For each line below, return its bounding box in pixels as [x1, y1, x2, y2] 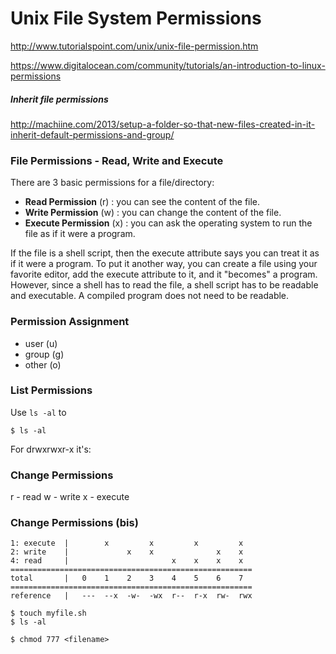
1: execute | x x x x [10, 538, 244, 549]
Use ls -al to [10, 406, 67, 418]
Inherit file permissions [10, 93, 109, 105]
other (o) [24, 358, 62, 371]
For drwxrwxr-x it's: [10, 443, 92, 455]
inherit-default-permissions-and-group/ [10, 128, 175, 141]
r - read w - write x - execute [10, 491, 130, 503]
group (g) [24, 348, 65, 360]
